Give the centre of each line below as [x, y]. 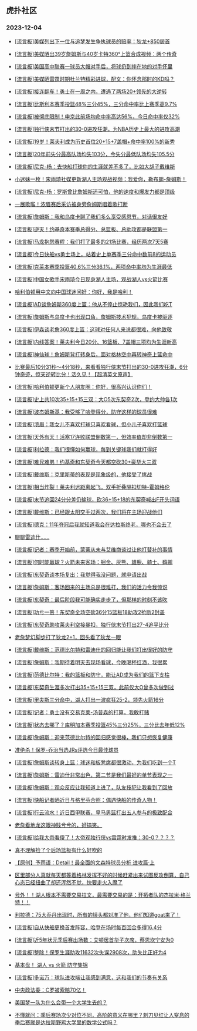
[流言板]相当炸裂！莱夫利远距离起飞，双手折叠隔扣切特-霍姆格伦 [92, 487]
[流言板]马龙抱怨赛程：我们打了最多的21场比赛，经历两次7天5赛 [91, 242]
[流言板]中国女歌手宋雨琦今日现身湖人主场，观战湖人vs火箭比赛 [91, 279]
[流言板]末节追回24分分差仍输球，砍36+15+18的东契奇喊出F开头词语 [97, 499]
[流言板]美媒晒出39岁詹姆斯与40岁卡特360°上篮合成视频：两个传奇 [96, 54]
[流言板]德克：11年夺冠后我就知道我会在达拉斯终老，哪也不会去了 [93, 524]
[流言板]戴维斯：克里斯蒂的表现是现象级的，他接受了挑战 [83, 474]
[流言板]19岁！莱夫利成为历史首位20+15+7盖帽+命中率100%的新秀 [95, 141]
